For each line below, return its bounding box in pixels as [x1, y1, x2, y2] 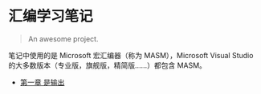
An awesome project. [27, 33, 99, 44]
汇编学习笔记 [8, 7, 94, 25]
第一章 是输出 [19, 77, 65, 87]
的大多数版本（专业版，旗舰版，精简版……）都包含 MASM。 [8, 61, 207, 70]
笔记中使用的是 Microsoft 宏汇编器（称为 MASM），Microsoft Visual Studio [8, 50, 254, 60]
